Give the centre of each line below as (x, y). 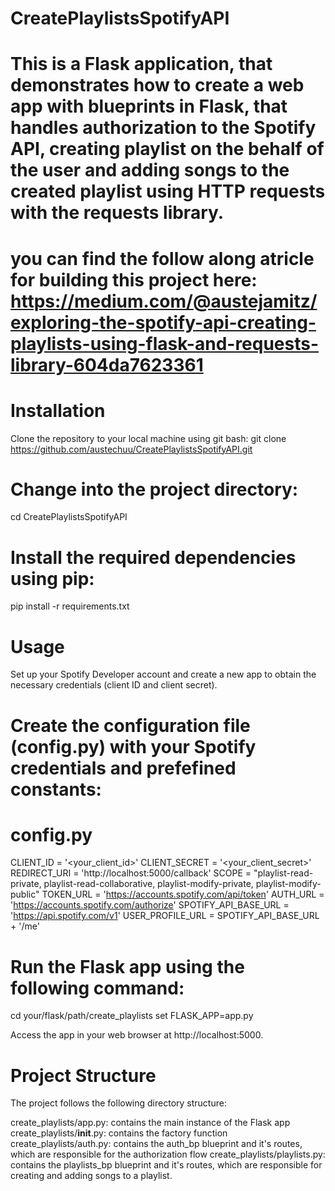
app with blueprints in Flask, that (149, 106)
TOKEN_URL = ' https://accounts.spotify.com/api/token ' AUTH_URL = (183, 894)
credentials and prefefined (123, 768)
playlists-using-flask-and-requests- (165, 343)
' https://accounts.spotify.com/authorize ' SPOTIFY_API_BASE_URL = (150, 905)
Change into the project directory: (154, 489)
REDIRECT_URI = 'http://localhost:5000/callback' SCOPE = (131, 873)
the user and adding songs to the (150, 170)
